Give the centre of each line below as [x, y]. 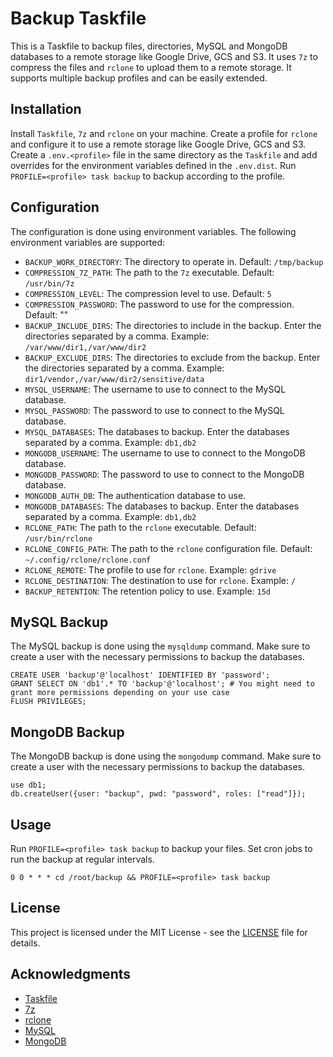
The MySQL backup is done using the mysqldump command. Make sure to [160, 646]
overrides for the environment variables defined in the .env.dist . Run [153, 165]
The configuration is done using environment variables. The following [153, 231]
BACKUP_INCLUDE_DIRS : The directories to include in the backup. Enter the [173, 325]
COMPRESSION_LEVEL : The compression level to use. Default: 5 [148, 293]
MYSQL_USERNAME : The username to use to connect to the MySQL [155, 389]
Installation [46, 109]
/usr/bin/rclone [58, 538]
